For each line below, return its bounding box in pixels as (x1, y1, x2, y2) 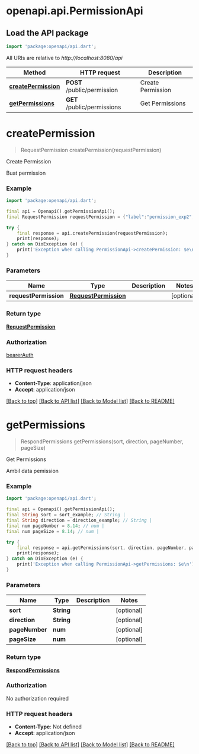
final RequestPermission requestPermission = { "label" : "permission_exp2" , (6, 214, 195, 220)
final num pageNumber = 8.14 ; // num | (6, 523, 105, 529)
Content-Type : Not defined (14, 723, 82, 730)
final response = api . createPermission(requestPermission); (17, 230, 168, 236)
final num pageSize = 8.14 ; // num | (6, 528, 99, 534)
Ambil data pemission (6, 468, 59, 475)
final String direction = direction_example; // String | (6, 518, 152, 523)
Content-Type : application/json (14, 380, 92, 387)
